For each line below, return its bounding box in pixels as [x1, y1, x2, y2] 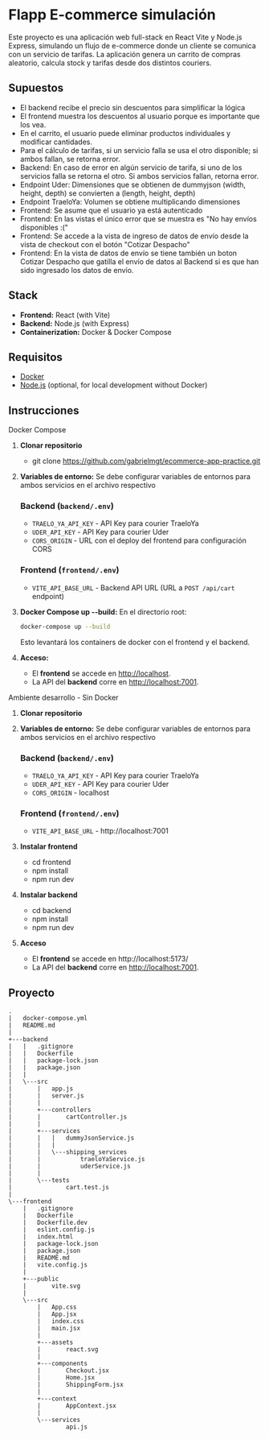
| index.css [37, 1317, 84, 1325]
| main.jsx [37, 1325, 81, 1333]
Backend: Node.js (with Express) [19, 318, 130, 328]
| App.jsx [37, 1310, 78, 1318]
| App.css [37, 1303, 78, 1312]
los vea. [19, 119, 47, 130]
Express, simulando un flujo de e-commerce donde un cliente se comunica [8, 40, 257, 50]
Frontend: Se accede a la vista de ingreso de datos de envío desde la [19, 231, 249, 241]
